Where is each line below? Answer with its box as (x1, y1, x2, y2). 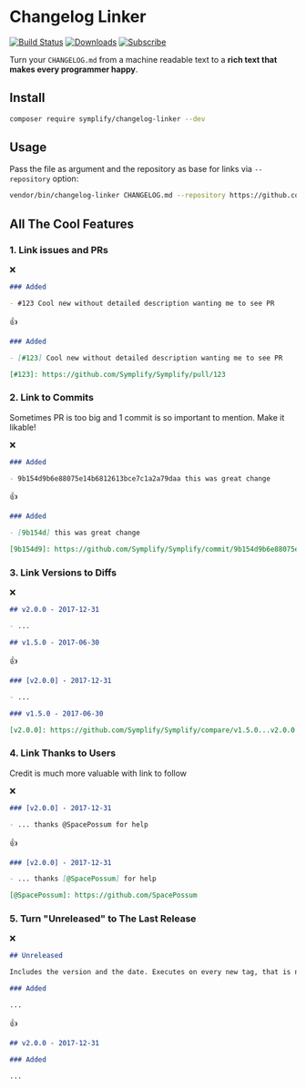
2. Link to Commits (9, 391, 94, 404)
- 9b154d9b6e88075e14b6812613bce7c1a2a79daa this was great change (9, 473, 271, 483)
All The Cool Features (9, 216, 135, 231)
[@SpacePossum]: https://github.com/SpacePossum (9, 890, 198, 900)
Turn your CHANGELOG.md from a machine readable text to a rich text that (9, 54, 278, 65)
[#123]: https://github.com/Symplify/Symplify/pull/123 (9, 370, 226, 379)
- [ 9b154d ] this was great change (9, 528, 141, 538)
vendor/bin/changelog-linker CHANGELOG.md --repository (9, 191, 226, 200)
